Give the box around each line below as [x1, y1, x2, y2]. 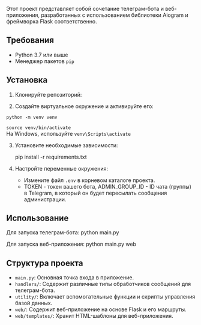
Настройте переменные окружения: [14, 165, 109, 172]
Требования [6, 35, 54, 46]
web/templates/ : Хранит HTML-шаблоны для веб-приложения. [14, 312, 173, 320]
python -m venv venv [6, 114, 58, 120]
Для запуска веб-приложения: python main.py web [6, 240, 137, 248]
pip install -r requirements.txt [14, 153, 87, 160]
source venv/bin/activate [6, 124, 71, 131]
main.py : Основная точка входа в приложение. [14, 274, 134, 281]
